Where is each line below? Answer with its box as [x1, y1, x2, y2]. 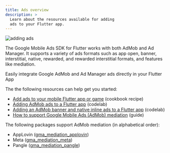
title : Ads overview [5, 7, 49, 13]
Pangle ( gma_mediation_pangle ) [12, 142, 80, 148]
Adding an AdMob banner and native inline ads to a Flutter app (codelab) [12, 107, 165, 113]
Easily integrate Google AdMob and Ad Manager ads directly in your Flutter [5, 71, 162, 77]
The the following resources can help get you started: [5, 86, 118, 92]
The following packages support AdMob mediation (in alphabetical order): [5, 122, 160, 128]
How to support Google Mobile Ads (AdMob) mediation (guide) [12, 112, 144, 118]
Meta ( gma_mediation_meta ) [12, 137, 73, 143]
